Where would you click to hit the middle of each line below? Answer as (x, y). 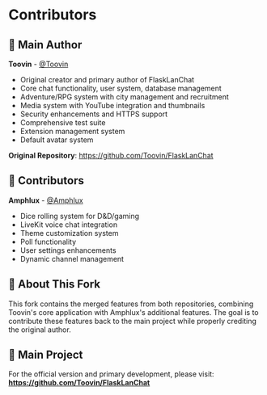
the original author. (40, 330)
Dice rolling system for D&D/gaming (80, 216)
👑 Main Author (45, 45)
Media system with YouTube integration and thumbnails (112, 105)
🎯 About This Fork (55, 284)
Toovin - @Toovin (38, 64)
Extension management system (72, 131)
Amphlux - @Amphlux (46, 200)
